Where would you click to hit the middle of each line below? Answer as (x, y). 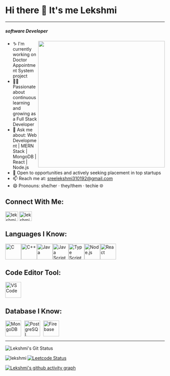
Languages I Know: (36, 234)
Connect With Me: (35, 202)
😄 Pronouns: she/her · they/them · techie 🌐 (58, 185)
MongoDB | (24, 156)
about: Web (25, 135)
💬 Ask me (23, 130)
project (20, 76)
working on (24, 54)
